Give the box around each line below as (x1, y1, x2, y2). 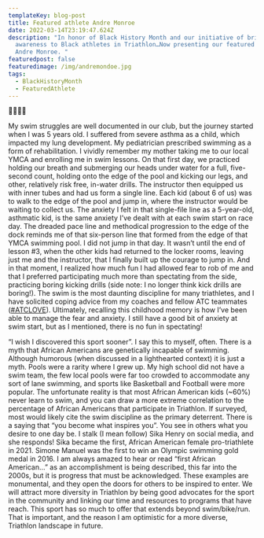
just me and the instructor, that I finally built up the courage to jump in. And (8, 255, 251, 264)
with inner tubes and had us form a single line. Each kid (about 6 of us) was (8, 188, 253, 197)
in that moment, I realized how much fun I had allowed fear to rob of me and (8, 263, 254, 273)
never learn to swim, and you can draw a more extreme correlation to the (8, 396, 244, 405)
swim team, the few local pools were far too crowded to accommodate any (8, 370, 250, 380)
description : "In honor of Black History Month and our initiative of (8, 33, 244, 42)
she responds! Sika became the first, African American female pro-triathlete (8, 437, 254, 447)
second (8, 171, 33, 181)
